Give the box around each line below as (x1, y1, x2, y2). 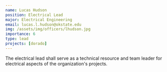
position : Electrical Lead (5, 12, 63, 17)
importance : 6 (5, 31, 36, 37)
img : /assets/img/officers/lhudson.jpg (5, 27, 91, 32)
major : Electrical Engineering (5, 17, 72, 22)
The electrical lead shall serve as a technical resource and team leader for (5, 55, 162, 61)
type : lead (5, 37, 29, 42)
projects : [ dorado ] (5, 41, 47, 46)
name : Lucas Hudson (5, 7, 47, 13)
